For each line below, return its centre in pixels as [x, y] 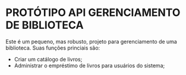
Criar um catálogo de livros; [48, 59]
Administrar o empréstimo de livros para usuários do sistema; [89, 66]
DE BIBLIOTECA [45, 25]
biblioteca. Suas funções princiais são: [53, 48]
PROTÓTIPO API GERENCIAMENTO [93, 13]
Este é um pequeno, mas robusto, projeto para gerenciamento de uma [92, 41]
